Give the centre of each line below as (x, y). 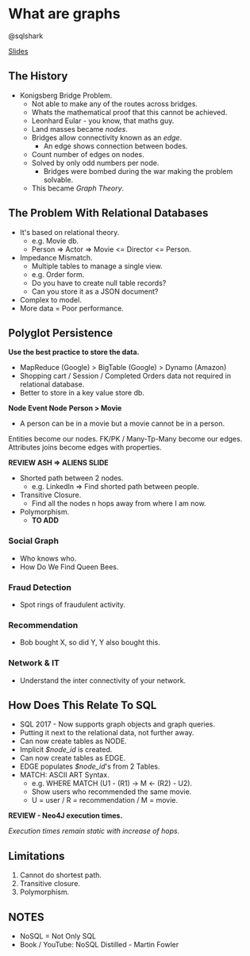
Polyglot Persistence (61, 333)
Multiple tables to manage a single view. (97, 266)
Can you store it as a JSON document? (95, 291)
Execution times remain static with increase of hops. (94, 831)
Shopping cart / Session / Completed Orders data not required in (125, 376)
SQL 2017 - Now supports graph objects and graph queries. (117, 724)
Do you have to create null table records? (99, 283)
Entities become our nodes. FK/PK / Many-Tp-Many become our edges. (125, 439)
